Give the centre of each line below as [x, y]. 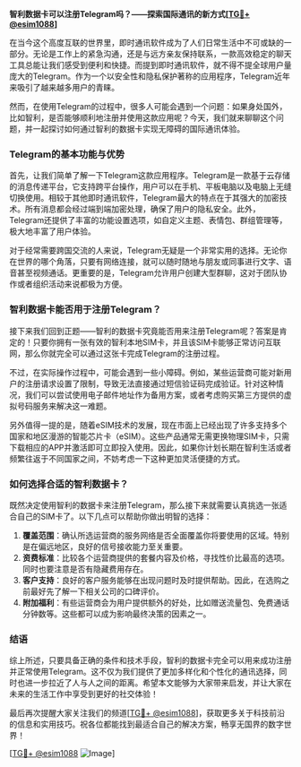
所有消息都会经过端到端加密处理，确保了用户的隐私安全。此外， [142, 209]
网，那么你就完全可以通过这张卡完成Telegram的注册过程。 [117, 353]
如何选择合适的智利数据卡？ [69, 484]
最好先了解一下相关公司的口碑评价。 [97, 591]
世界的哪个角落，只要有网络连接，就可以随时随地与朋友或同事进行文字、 [150, 262]
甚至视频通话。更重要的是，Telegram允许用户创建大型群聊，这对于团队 [148, 273]
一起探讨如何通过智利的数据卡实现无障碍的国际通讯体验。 [138, 129]
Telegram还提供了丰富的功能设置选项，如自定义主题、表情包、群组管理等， [148, 220]
